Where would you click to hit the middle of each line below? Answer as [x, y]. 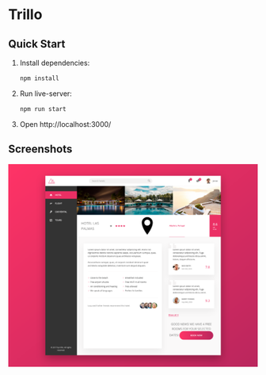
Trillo [25, 15]
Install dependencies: [55, 63]
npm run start [43, 109]
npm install [39, 78]
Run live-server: [46, 94]
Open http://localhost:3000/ [65, 124]
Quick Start [37, 44]
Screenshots [40, 149]
